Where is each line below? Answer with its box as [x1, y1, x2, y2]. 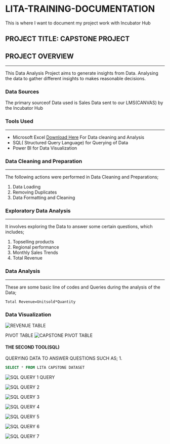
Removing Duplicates [12, 189, 57, 196]
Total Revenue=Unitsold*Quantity [5, 299, 76, 304]
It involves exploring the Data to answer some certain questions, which [5, 224, 153, 230]
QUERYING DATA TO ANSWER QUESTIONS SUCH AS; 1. [5, 355, 122, 361]
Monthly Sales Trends [12, 249, 58, 256]
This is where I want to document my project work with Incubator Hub [5, 20, 151, 26]
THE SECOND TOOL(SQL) [5, 344, 60, 350]
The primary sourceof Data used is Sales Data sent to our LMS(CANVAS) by [5, 100, 163, 106]
